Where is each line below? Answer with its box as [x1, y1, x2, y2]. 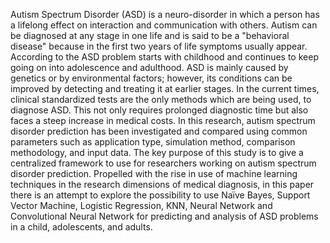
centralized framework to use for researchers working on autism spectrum [10, 157, 317, 169]
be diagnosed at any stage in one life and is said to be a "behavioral [10, 30, 290, 41]
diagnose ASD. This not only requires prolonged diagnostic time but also [10, 104, 309, 116]
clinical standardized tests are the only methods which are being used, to [10, 94, 312, 105]
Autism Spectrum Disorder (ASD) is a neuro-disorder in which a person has [10, 9, 320, 20]
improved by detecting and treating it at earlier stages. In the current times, [10, 83, 320, 94]
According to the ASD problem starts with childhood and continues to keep [10, 51, 319, 63]
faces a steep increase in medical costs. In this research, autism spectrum [10, 115, 316, 126]
